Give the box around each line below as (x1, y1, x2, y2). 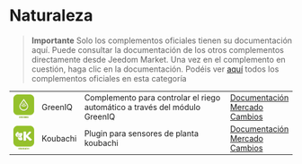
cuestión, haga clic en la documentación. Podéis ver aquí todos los (31, 64, 280, 74)
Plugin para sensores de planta (84, 128, 200, 139)
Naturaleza (9, 5, 93, 26)
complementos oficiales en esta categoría (31, 73, 187, 83)
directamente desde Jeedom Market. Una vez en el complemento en (31, 54, 286, 65)
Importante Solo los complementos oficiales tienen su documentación (31, 35, 293, 46)
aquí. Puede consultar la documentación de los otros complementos (31, 44, 285, 55)
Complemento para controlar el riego (84, 91, 221, 103)
